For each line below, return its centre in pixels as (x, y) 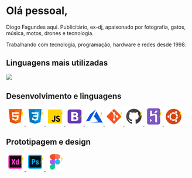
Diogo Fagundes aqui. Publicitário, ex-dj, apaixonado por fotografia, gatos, (96, 27)
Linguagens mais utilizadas (57, 63)
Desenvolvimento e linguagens (64, 96)
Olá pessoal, (37, 11)
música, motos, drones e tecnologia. (50, 33)
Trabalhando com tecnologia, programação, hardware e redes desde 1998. (96, 44)
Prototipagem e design (48, 142)
